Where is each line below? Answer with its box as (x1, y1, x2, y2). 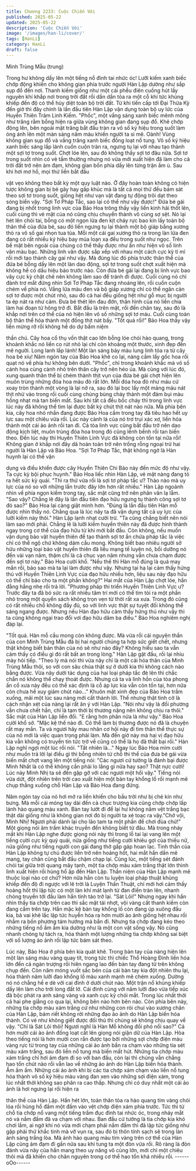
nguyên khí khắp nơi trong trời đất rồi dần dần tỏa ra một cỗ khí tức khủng (6, 93, 184, 100)
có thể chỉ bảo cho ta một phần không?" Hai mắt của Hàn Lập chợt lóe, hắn (6, 576, 187, 583)
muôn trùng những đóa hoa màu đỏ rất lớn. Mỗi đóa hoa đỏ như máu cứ (6, 378, 179, 385)
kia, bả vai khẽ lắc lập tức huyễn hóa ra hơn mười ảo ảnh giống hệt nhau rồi (6, 911, 187, 918)
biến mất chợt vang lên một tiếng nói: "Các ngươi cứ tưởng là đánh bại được (6, 756, 188, 764)
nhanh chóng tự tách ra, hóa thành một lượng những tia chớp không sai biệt (6, 930, 188, 937)
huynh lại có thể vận (6, 453, 55, 460)
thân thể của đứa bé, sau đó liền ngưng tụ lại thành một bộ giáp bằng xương (6, 223, 189, 230)
